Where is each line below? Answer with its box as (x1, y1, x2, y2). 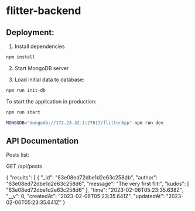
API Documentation (6, 136, 79, 146)
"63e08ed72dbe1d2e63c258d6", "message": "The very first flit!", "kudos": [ (6, 180, 189, 188)
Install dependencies (14, 43, 66, 50)
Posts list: (6, 151, 30, 158)
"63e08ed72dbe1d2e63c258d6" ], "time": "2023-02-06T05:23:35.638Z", (6, 186, 183, 193)
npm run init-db (6, 87, 46, 93)
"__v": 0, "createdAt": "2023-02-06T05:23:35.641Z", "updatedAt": (6, 193, 165, 200)
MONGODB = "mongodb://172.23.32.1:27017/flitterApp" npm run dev (6, 120, 164, 126)
